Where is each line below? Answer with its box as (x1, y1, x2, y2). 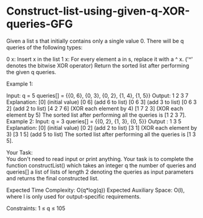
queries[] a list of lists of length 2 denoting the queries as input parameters (6, 168, 194, 175)
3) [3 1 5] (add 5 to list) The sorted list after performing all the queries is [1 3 (6, 131, 196, 138)
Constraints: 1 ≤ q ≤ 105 (6, 205, 66, 212)
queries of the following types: (6, 44, 83, 51)
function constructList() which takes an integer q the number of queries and (6, 162, 196, 169)
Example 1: (6, 80, 33, 87)
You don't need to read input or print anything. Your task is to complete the (6, 155, 194, 162)
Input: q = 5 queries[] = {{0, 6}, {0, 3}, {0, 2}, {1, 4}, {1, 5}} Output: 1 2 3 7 (6, 92, 189, 99)
